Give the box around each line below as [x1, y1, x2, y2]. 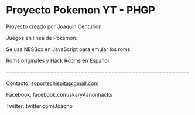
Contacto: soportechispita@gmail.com [6, 80, 99, 87]
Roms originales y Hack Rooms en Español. [6, 57, 111, 64]
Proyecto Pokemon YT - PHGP [6, 4, 155, 17]
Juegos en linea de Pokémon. [6, 34, 78, 41]
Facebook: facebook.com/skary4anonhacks [6, 91, 113, 98]
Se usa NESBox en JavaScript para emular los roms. [6, 45, 132, 53]
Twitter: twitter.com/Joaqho [6, 102, 73, 109]
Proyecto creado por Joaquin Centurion [6, 23, 102, 30]
